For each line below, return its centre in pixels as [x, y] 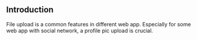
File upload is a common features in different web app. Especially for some [98, 24]
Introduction [30, 10]
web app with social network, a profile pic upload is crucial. [80, 30]
